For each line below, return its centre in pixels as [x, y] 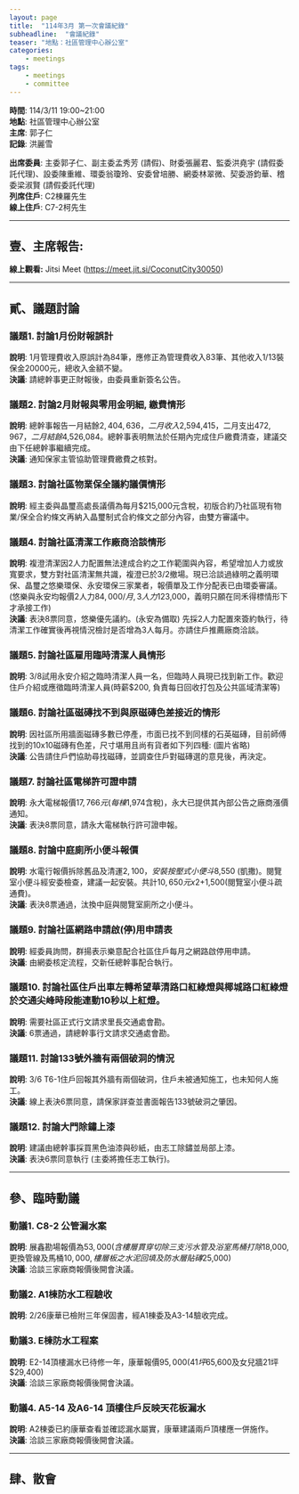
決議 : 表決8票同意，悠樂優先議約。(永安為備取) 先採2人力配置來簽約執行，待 [149, 619]
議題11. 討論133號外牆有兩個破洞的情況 [92, 1058]
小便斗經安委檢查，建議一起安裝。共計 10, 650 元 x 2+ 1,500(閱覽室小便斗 [145, 882]
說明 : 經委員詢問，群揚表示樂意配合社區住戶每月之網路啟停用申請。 [132, 951]
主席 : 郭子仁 [31, 132]
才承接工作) [30, 608]
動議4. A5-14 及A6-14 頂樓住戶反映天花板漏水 [108, 1408]
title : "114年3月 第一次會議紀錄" [69, 26]
